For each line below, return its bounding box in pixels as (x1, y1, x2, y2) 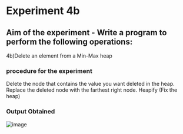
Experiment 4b (6, 4, 80, 18)
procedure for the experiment (6, 66, 92, 75)
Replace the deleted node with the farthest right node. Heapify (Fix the (6, 86, 178, 93)
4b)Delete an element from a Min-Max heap (6, 52, 113, 59)
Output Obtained (6, 108, 55, 116)
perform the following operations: (6, 36, 133, 46)
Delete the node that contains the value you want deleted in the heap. (6, 81, 175, 88)
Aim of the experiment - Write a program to (6, 28, 167, 38)
